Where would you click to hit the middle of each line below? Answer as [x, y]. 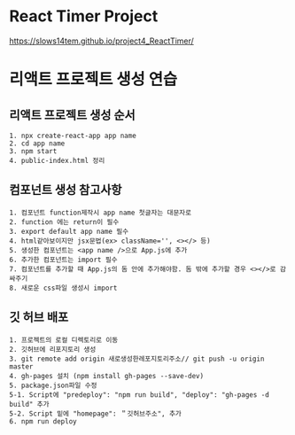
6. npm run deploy [43, 421]
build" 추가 [29, 404]
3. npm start [33, 151]
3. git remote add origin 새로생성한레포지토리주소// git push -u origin [137, 359]
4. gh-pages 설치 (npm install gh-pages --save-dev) [107, 376]
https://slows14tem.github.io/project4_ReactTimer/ [102, 41]
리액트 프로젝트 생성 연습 [93, 79]
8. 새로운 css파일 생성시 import [63, 288]
